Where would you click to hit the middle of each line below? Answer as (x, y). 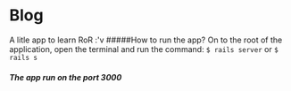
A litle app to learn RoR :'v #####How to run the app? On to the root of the (146, 40)
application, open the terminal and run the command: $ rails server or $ (144, 49)
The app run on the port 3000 (66, 77)
